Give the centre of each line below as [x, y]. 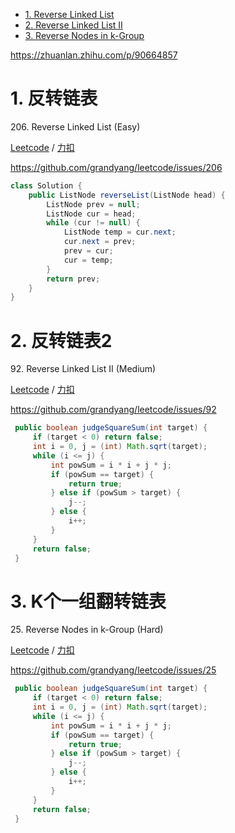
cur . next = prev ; [100, 242]
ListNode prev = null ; [93, 204]
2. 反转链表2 [61, 340]
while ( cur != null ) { [93, 223]
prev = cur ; [88, 251]
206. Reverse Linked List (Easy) [75, 126]
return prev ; [73, 279]
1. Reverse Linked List [69, 14]
